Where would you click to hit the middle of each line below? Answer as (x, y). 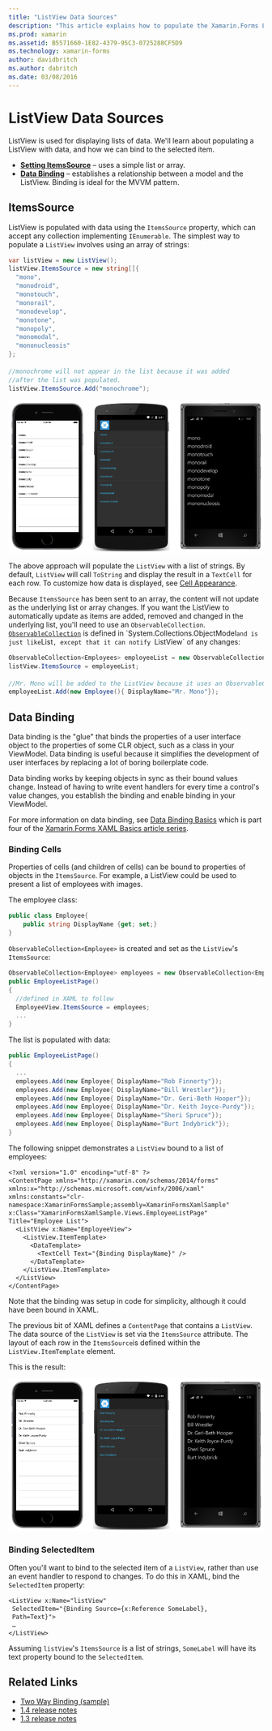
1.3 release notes (48, 1719)
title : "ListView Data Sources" (63, 17)
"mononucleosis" (43, 346)
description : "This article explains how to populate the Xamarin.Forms (134, 26)
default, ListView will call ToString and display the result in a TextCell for (130, 574)
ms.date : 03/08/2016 (43, 77)
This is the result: (37, 1367)
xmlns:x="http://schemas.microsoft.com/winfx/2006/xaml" (106, 1189)
